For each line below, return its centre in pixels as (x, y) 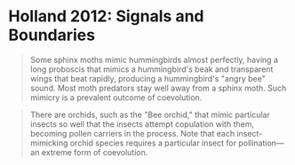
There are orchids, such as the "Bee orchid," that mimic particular (150, 114)
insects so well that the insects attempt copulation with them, (142, 124)
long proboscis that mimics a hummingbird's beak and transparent (151, 69)
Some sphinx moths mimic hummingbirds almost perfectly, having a (154, 59)
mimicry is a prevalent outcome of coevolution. (116, 97)
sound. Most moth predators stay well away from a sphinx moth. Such (158, 88)
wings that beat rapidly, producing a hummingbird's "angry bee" (147, 78)
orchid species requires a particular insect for (153, 143)
